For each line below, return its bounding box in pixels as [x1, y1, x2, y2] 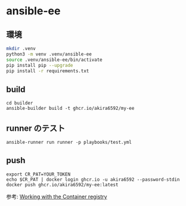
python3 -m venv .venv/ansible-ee [6, 51, 92, 57]
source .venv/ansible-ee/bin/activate [6, 57, 103, 63]
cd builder [6, 100, 33, 106]
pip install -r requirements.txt [6, 67, 89, 74]
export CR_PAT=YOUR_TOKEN [6, 171, 70, 177]
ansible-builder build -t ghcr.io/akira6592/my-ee [6, 106, 135, 112]
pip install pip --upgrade [6, 62, 73, 68]
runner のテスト [6, 123, 66, 133]
